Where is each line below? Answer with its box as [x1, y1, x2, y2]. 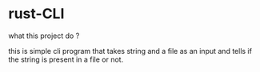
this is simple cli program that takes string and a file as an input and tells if [8, 46, 252, 55]
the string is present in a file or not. [8, 55, 124, 64]
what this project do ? [8, 31, 80, 40]
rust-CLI [8, 5, 65, 23]
